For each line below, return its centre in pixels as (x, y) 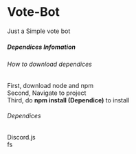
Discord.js (21, 137)
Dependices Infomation (41, 47)
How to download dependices (50, 64)
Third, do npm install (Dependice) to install (68, 100)
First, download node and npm (50, 85)
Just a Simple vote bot (39, 31)
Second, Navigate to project (47, 93)
